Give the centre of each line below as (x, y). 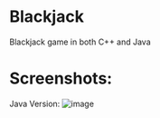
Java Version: (35, 103)
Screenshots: (61, 79)
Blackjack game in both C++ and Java (80, 42)
